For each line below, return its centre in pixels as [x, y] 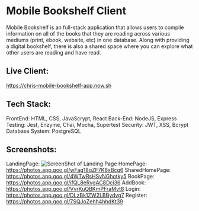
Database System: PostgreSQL [44, 131]
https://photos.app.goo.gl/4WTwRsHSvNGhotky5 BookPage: [80, 177]
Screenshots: [32, 149]
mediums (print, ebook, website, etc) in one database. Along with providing [98, 40]
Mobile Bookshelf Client [66, 11]
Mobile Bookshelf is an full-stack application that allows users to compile [95, 27]
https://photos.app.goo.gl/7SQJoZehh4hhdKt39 [65, 202]
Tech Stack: [29, 104]
